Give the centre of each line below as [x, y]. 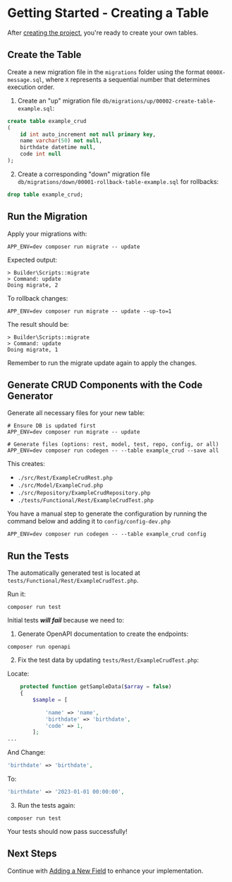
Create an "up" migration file [59, 100]
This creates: [26, 464]
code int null [41, 154]
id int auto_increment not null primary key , [88, 134]
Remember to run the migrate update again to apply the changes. [102, 363]
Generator [30, 396]
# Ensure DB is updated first [52, 426]
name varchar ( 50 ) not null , [61, 141]
